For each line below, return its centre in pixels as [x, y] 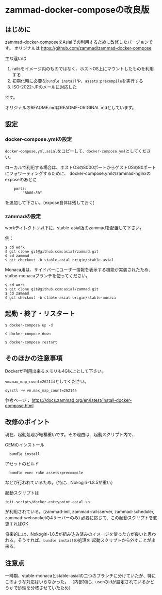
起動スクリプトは [22, 493]
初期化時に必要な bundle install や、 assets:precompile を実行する [78, 81]
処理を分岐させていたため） [45, 588]
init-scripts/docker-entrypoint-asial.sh [48, 502]
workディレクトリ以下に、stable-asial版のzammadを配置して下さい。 [74, 228]
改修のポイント [27, 422]
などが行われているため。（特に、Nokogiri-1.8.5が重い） [60, 483]
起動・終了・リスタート [40, 314]
